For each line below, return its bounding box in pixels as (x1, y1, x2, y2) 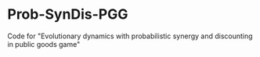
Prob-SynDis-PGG (7, 5, 128, 23)
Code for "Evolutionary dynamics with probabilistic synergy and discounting (7, 31, 253, 41)
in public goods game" (7, 39, 81, 48)
